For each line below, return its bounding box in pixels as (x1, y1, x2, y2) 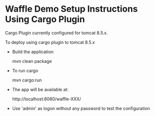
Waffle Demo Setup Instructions (5, 3, 138, 15)
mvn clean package (12, 58, 52, 64)
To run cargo (12, 67, 38, 74)
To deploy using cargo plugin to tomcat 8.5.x (5, 39, 95, 45)
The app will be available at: (12, 86, 68, 92)
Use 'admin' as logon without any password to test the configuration (12, 105, 150, 111)
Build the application (12, 49, 54, 55)
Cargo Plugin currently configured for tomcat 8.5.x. (5, 30, 108, 36)
